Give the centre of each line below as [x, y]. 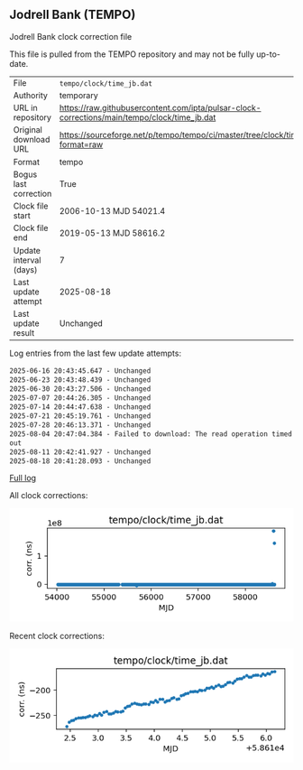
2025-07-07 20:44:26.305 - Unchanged [80, 398]
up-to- [268, 54]
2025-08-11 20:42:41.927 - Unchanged [80, 452]
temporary [79, 95]
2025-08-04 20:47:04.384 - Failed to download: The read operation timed [151, 434]
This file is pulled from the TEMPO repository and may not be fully [132, 54]
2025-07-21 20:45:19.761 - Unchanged [80, 416]
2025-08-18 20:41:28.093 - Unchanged [80, 461]
